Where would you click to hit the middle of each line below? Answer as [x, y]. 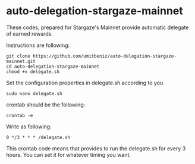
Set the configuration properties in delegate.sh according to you [85, 83]
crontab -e [20, 115]
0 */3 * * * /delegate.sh [38, 137]
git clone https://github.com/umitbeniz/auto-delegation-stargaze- [92, 56]
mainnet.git [21, 61]
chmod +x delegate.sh [33, 72]
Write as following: [29, 127]
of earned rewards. [30, 33]
